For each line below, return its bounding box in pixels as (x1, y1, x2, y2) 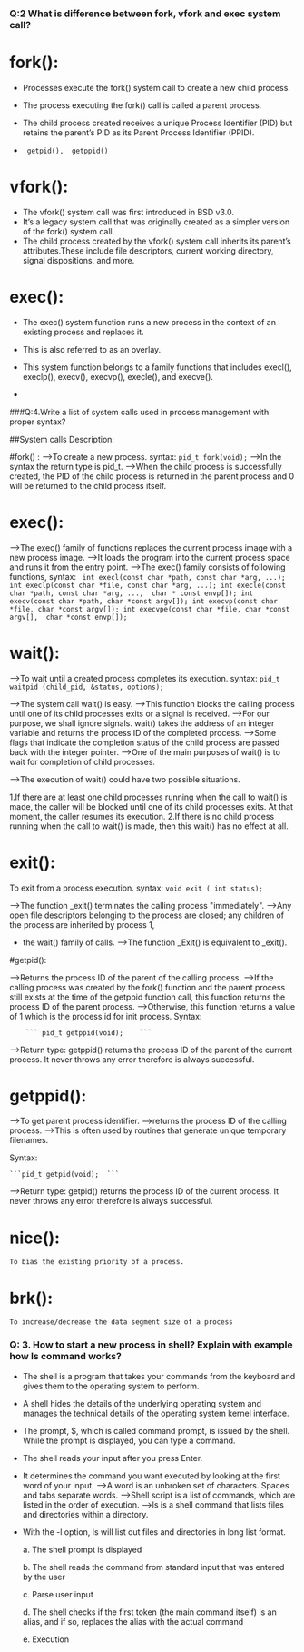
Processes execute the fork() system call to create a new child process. (22, 82, 290, 93)
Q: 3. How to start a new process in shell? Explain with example (9, 1339, 293, 1351)
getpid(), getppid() (26, 146, 109, 155)
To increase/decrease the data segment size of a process (9, 1318, 233, 1327)
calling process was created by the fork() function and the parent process (9, 981, 286, 992)
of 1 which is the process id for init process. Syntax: (9, 1010, 202, 1021)
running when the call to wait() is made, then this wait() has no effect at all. (9, 821, 289, 831)
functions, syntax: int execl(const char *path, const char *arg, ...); (9, 571, 286, 582)
